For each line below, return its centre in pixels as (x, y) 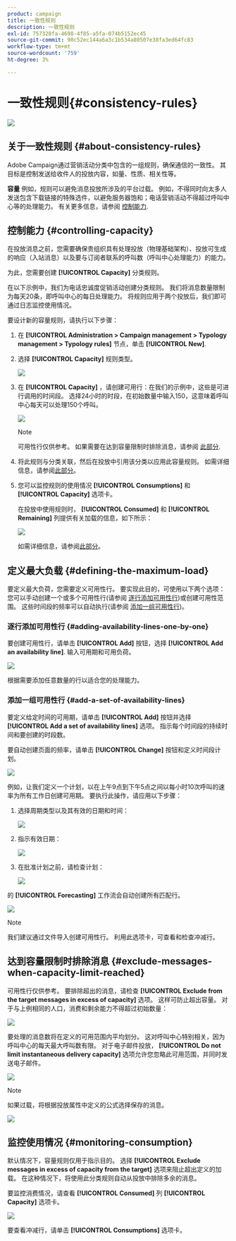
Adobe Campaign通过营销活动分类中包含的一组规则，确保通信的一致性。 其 (117, 165)
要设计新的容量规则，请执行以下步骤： (63, 320)
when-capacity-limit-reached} (76, 973)
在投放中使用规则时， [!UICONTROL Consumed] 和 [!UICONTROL (113, 509)
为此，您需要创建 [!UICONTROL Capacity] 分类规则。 (85, 273)
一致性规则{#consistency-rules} (103, 103)
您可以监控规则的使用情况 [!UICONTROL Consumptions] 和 (104, 485)
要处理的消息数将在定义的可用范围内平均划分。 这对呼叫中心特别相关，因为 (116, 1037)
